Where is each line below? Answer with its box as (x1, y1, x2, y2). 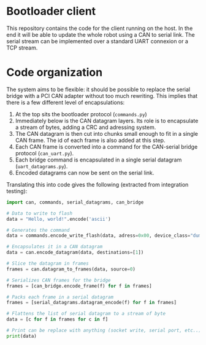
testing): (6, 187, 28, 195)
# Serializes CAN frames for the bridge (6, 277, 112, 283)
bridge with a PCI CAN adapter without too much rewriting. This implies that (6, 92, 198, 99)
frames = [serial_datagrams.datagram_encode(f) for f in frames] (6, 300, 177, 306)
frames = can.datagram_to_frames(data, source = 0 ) (6, 266, 136, 272)
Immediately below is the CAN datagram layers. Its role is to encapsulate (15, 117, 199, 124)
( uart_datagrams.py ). (15, 162, 68, 169)
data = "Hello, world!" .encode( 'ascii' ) (6, 216, 112, 222)
